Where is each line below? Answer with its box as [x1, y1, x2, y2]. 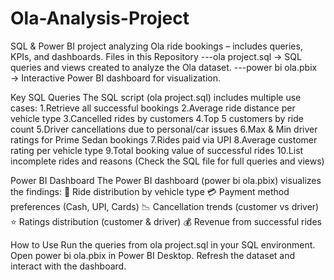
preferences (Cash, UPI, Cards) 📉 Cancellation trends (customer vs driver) [10, 200, 320, 212]
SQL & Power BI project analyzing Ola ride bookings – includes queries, [10, 40, 303, 52]
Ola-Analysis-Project [10, 7, 190, 30]
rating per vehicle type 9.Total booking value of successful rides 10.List [10, 144, 304, 156]
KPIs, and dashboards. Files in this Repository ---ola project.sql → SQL [10, 50, 302, 62]
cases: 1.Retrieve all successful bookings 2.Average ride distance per [10, 102, 296, 114]
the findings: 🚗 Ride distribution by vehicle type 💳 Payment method [10, 185, 290, 197]
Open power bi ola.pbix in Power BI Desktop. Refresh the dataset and [10, 249, 296, 261]
